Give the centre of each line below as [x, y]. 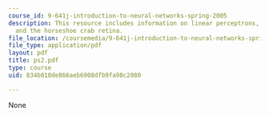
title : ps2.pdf [34, 61]
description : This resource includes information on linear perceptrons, [134, 23]
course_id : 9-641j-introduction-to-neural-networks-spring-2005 [118, 16]
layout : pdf [28, 53]
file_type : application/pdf [55, 46]
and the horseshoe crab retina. [70, 30]
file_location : [34, 38]
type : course [30, 68]
